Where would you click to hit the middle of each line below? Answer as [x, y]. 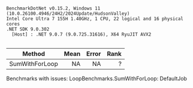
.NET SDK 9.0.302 [28, 29]
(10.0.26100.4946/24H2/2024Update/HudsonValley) [68, 14]
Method [34, 54]
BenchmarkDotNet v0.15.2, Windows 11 [53, 8]
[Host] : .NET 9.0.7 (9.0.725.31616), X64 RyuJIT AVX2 [82, 34]
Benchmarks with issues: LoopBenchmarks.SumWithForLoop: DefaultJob [97, 78]
